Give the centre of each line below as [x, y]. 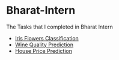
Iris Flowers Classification [47, 38]
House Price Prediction [43, 50]
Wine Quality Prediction [44, 45]
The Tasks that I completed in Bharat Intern [59, 27]
